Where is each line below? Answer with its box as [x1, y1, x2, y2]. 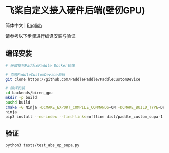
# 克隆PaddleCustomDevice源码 [5, 72, 65, 77]
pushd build [5, 100, 30, 105]
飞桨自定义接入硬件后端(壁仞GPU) [5, 5, 145, 16]
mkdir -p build [5, 95, 37, 100]
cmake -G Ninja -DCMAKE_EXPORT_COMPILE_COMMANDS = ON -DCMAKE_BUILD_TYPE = [5, 105, 161, 110]
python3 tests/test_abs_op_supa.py [5, 143, 80, 148]
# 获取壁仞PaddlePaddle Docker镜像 [5, 63, 75, 68]
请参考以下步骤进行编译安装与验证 [5, 33, 76, 39]
